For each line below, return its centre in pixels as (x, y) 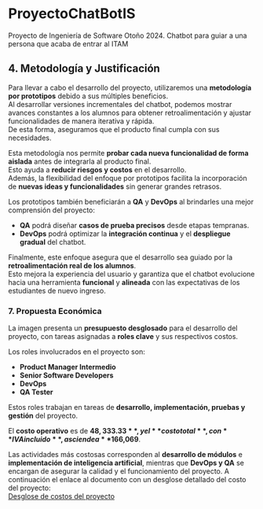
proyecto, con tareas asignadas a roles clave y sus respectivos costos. (123, 337)
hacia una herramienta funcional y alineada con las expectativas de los (124, 282)
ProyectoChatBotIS (72, 14)
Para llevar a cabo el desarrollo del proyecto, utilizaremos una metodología (130, 87)
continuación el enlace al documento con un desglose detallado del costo (127, 480)
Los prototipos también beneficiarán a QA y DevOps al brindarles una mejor (131, 201)
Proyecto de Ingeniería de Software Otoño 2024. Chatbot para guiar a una (128, 35)
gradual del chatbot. (53, 242)
